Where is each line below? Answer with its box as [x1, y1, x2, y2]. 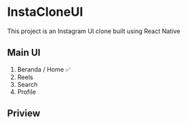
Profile [17, 87, 37, 96]
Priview [7, 107, 41, 119]
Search [17, 80, 38, 88]
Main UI [7, 47, 41, 59]
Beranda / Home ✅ [17, 65, 71, 73]
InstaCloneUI [7, 4, 83, 20]
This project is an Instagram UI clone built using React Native [7, 27, 181, 35]
